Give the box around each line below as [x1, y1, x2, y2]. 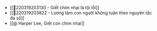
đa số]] [9, 15, 25, 21]
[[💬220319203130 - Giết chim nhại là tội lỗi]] [9, 5, 100, 10]
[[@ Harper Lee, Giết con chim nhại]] [9, 20, 85, 26]
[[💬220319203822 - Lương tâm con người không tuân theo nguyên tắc [9, 10, 152, 16]
